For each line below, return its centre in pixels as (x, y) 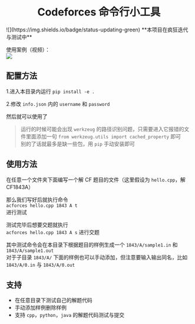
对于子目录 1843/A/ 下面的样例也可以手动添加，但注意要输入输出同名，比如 (97, 257)
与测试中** (19, 37)
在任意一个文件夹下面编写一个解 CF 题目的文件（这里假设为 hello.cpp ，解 (96, 179)
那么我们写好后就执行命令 (37, 199)
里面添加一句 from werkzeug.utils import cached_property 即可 (103, 136)
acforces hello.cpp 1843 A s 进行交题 (53, 232)
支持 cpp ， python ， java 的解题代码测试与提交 (70, 315)
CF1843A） (20, 187)
